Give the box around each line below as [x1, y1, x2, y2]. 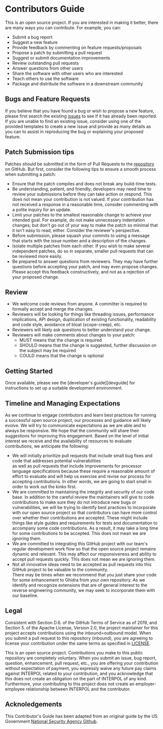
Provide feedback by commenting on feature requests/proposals [12, 44, 142, 50]
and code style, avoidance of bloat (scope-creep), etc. [12, 322, 122, 328]
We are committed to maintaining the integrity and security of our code [12, 489, 155, 494]
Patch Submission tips [5, 148, 74, 157]
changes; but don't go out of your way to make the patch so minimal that [12, 222, 158, 228]
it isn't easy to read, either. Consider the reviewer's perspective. [12, 227, 141, 233]
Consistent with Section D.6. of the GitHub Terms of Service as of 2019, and [5, 619, 157, 625]
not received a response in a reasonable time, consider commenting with [12, 201, 159, 207]
